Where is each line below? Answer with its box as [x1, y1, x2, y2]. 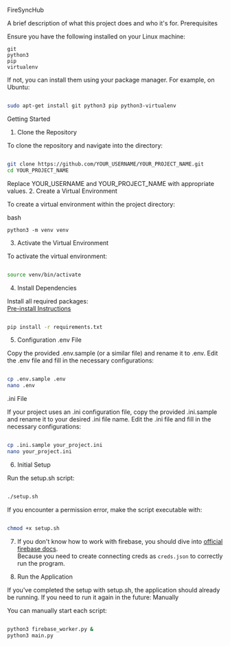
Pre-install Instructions [7, 304, 71, 312]
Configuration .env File [16, 336, 82, 344]
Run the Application [16, 573, 73, 581]
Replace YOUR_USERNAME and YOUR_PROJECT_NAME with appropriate [7, 179, 215, 187]
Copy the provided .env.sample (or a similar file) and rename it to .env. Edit [7, 349, 218, 358]
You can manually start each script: [7, 606, 108, 614]
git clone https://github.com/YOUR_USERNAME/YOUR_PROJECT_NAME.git [7, 161, 205, 168]
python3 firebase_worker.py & [7, 625, 94, 632]
